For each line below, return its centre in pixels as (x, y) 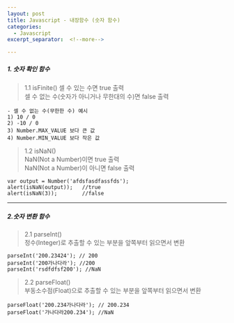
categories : (24, 27)
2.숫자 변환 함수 (29, 216)
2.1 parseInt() (43, 234)
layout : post (26, 14)
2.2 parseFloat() (47, 283)
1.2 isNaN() (40, 151)
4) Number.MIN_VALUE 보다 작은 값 (54, 138)
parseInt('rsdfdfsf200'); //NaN (54, 269)
